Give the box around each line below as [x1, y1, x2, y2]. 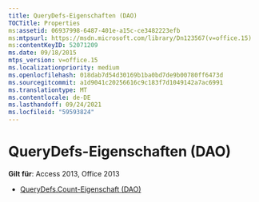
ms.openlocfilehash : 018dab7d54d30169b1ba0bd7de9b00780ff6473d [8, 71, 224, 79]
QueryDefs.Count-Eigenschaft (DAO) [19, 184, 141, 194]
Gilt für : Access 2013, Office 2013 [8, 168, 120, 178]
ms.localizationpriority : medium [8, 64, 120, 72]
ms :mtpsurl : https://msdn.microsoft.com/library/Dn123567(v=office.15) [8, 34, 252, 42]
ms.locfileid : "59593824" [8, 109, 94, 117]
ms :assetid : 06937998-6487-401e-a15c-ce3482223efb [8, 26, 181, 34]
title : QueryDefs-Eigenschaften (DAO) [8, 11, 137, 20]
